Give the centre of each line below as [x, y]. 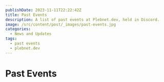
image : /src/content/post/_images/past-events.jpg [61, 24]
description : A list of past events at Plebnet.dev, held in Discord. [83, 19]
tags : [11, 39]
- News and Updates [31, 34]
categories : [18, 29]
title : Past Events [26, 15]
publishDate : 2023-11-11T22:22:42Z [43, 10]
